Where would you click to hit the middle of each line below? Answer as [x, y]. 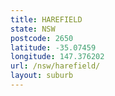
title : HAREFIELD [46, 19]
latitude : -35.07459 [53, 47]
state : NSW [33, 29]
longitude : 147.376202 [57, 57]
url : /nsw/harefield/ [55, 66]
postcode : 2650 [42, 38]
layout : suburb [42, 76]
